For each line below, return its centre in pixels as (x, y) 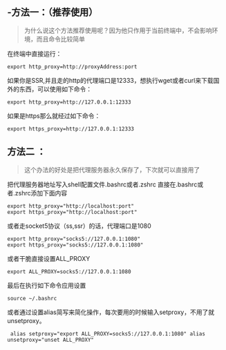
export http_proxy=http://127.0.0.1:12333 (69, 102)
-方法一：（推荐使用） (53, 12)
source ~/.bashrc (32, 298)
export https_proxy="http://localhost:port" (72, 212)
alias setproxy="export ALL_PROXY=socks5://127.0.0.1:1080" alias (108, 333)
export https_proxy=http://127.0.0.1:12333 (71, 129)
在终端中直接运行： (35, 53)
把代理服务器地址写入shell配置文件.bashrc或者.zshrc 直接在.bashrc (102, 184)
